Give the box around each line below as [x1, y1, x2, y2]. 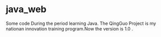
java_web [6, 4, 47, 15]
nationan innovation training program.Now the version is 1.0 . [6, 25, 133, 31]
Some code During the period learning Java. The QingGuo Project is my [6, 20, 156, 26]
